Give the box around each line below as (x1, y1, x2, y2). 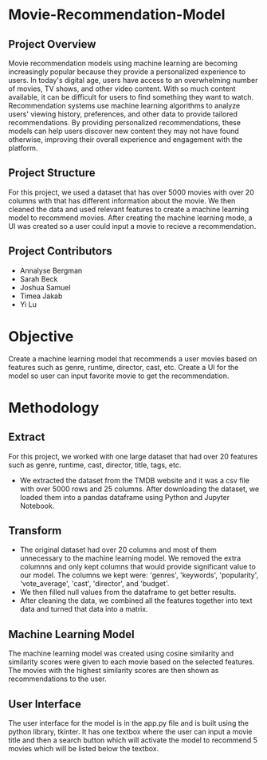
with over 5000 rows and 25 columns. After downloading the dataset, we (19, 484, 260, 494)
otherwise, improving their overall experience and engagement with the (8, 135, 243, 144)
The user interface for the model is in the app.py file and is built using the (8, 719, 249, 727)
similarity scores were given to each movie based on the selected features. (8, 657, 255, 667)
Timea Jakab (19, 291, 63, 301)
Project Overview (8, 37, 96, 51)
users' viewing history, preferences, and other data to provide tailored (8, 109, 238, 119)
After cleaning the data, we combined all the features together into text (19, 596, 253, 605)
